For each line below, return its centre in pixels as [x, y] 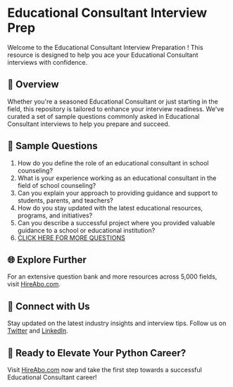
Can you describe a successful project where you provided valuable [116, 222]
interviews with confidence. [48, 62]
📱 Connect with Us [49, 306]
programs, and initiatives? [55, 215]
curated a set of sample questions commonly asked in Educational [103, 116]
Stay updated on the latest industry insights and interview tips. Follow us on [117, 323]
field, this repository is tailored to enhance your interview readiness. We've [116, 109]
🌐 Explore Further [47, 259]
